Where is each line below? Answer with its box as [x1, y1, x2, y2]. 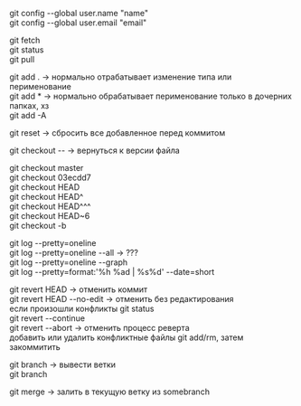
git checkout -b [9, 221, 67, 231]
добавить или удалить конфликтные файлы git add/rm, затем [9, 332, 244, 343]
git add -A [9, 110, 47, 120]
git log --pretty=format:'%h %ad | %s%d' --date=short [9, 267, 215, 277]
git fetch [9, 35, 41, 45]
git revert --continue [9, 313, 86, 324]
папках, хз [9, 100, 50, 111]
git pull [9, 54, 35, 64]
